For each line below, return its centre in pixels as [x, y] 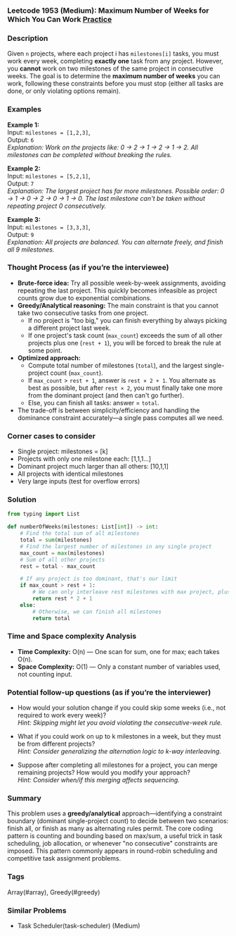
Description [28, 38]
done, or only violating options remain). [64, 91]
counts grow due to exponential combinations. [85, 297]
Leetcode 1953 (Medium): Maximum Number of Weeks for [108, 11]
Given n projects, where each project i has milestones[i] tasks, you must [113, 54]
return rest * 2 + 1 [63, 599]
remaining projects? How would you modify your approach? [104, 772]
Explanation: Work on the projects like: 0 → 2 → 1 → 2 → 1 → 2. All [103, 147]
